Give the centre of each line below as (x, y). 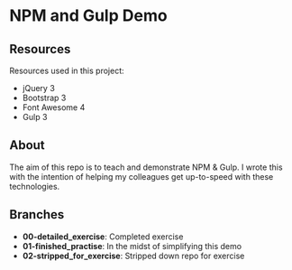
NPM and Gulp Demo (89, 16)
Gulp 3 (35, 117)
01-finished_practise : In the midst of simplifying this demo (132, 246)
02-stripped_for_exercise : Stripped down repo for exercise (133, 256)
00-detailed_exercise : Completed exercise (103, 237)
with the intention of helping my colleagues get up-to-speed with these (141, 176)
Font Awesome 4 (54, 107)
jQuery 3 (39, 88)
